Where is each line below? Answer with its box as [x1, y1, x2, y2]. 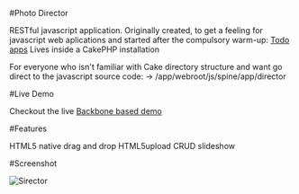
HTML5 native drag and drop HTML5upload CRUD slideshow [9, 141, 236, 151]
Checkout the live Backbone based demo [9, 106, 162, 116]
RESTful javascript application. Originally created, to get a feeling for [9, 25, 264, 35]
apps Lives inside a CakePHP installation [9, 44, 160, 55]
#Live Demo [9, 89, 54, 99]
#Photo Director [9, 8, 69, 18]
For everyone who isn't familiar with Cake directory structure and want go [9, 62, 283, 72]
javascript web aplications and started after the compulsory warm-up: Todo [9, 35, 290, 45]
